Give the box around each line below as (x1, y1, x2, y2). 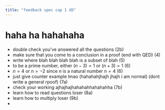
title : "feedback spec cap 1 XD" (5, 7, 76, 13)
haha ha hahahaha (5, 29, 85, 41)
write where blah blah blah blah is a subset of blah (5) (12, 57, 125, 63)
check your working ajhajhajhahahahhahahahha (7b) (12, 84, 123, 90)
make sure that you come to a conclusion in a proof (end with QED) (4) (12, 51, 161, 58)
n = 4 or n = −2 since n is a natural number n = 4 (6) (12, 68, 123, 74)
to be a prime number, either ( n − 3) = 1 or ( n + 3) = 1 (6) (12, 62, 131, 69)
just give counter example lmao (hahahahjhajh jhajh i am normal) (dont (12, 73, 160, 79)
